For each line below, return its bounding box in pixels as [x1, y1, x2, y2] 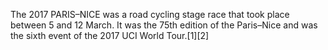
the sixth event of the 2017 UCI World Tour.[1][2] [10, 30, 210, 41]
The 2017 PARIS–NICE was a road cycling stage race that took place [10, 9, 290, 20]
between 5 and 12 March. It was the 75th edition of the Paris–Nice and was [10, 19, 318, 31]
